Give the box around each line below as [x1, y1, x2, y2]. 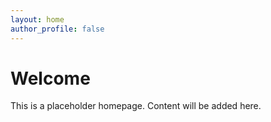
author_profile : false [10, 24, 105, 34]
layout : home [10, 14, 65, 25]
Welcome [10, 67, 91, 90]
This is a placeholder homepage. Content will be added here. [10, 100, 262, 112]
